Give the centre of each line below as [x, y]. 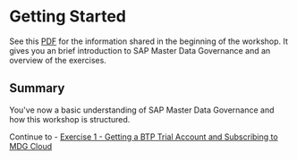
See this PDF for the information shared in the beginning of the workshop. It [149, 41]
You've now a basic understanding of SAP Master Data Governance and [142, 110]
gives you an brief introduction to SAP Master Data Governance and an [140, 50]
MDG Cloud [30, 146]
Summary [37, 88]
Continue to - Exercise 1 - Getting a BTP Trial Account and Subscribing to [144, 137]
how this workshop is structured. [70, 119]
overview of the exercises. [58, 60]
